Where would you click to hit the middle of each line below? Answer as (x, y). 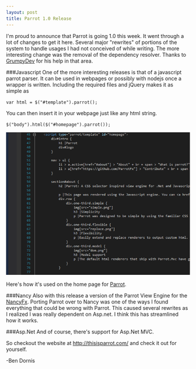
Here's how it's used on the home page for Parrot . (66, 284)
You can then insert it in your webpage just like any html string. (82, 113)
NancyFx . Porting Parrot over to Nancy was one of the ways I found (87, 302)
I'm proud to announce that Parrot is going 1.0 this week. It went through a (95, 36)
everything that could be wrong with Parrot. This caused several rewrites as (97, 308)
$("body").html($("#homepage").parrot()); (58, 125)
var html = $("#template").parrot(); (52, 102)
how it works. (22, 320)
